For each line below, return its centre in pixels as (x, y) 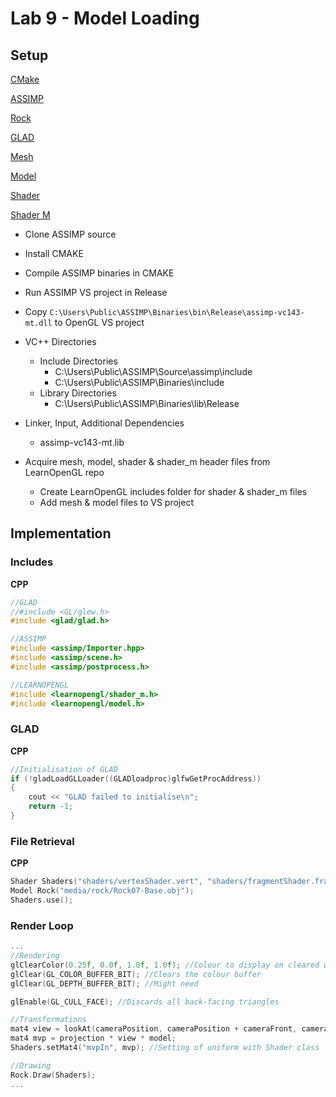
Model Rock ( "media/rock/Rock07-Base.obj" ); (102, 891)
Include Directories (78, 361)
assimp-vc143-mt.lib (82, 442)
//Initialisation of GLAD (64, 769)
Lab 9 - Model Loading (105, 18)
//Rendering (35, 956)
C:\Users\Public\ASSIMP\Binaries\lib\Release (147, 403)
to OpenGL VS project (99, 322)
